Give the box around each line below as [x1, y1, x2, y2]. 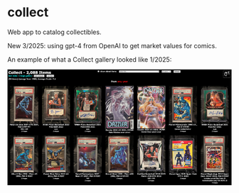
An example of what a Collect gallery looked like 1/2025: [7, 55, 172, 64]
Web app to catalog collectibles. [7, 28, 102, 36]
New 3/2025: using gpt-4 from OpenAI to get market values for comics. [7, 41, 217, 50]
